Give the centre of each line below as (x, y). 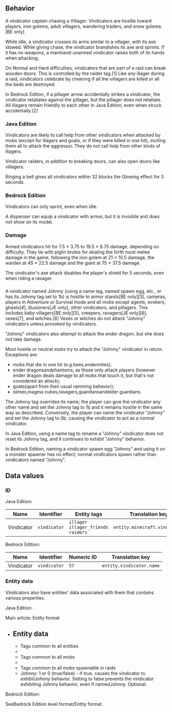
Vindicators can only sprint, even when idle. (51, 207)
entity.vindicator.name (131, 566)
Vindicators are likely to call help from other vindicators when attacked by (83, 135)
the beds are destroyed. (30, 84)
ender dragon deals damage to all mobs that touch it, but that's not (83, 375)
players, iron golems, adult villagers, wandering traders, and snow (75, 26)
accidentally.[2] (22, 110)
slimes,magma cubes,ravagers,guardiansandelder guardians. (77, 391)
